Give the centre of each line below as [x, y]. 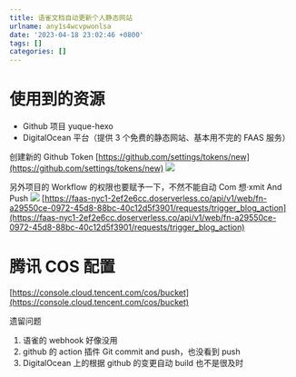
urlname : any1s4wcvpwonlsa [60, 26]
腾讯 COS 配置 [62, 267]
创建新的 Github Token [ [54, 157]
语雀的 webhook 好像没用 [70, 340]
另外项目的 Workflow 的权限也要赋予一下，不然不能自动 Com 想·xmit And [146, 187]
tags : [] [26, 43]
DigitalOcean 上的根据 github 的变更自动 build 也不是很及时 [133, 363]
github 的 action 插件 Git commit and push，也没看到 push [131, 352]
